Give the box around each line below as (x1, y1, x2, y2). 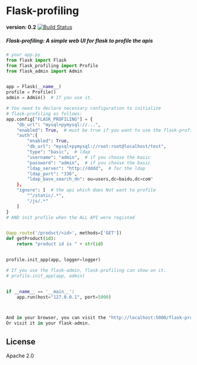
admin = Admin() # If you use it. (6, 95, 93, 101)
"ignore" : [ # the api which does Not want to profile (16, 187, 157, 193)
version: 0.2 (6, 23, 36, 31)
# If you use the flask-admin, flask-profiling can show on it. (6, 267, 167, 273)
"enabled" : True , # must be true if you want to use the (16, 127, 161, 133)
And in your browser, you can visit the (6, 315, 107, 321)
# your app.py (6, 52, 41, 58)
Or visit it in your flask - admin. (6, 320, 91, 326)
